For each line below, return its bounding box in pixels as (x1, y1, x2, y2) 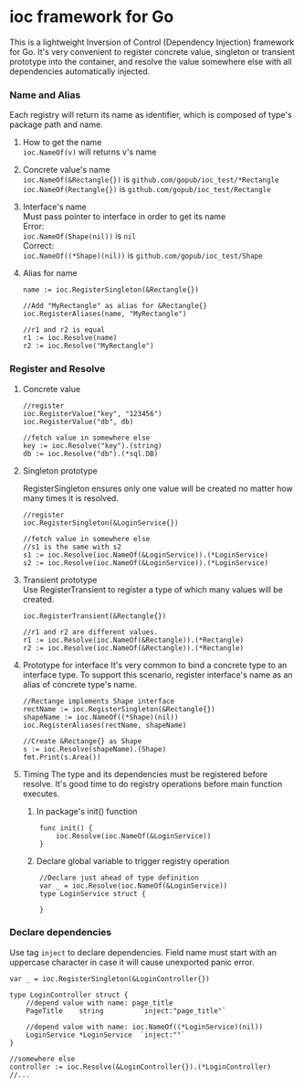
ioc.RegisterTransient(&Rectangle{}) (22, 611, 167, 621)
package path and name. (9, 119, 103, 130)
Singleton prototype (22, 464, 98, 476)
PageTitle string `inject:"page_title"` (26, 1006, 226, 1016)
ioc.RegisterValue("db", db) (22, 417, 134, 426)
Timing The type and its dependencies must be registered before (22, 768, 268, 779)
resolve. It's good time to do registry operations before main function (22, 778, 283, 789)
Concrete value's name (22, 165, 110, 176)
